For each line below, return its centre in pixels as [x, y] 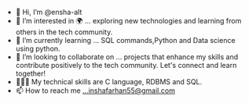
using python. [38, 48]
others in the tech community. [64, 32]
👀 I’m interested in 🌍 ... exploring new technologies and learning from [128, 21]
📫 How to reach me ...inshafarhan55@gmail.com [95, 91]
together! [30, 73]
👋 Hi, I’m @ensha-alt [49, 12]
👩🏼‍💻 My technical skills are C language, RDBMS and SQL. [109, 82]
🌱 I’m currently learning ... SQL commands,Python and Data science [125, 40]
